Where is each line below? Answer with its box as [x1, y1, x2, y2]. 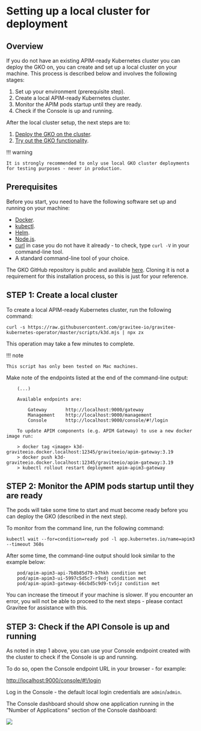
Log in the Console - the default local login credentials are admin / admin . [6, 689, 182, 696]
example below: [6, 559, 46, 566]
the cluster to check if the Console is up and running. [6, 653, 138, 661]
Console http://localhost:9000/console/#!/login [28, 417, 169, 423]
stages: [6, 77, 25, 83]
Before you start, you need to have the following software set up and [6, 198, 176, 205]
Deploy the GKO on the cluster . [14, 131, 92, 138]
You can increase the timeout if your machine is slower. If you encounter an [6, 591, 194, 598]
